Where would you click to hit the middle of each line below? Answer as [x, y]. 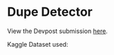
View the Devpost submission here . [58, 31]
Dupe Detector [50, 12]
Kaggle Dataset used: [38, 44]
